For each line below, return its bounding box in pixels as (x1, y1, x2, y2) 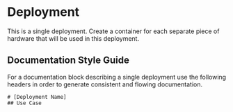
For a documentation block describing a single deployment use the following (7, 73, 227, 81)
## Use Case (7, 100, 42, 106)
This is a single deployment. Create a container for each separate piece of (7, 27, 220, 35)
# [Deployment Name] (7, 93, 67, 100)
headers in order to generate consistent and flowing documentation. (7, 80, 203, 88)
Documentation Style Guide (7, 55, 130, 66)
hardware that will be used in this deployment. (7, 34, 140, 42)
